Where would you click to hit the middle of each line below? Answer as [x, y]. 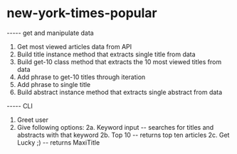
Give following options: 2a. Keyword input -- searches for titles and [115, 127]
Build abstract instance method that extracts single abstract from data [120, 92]
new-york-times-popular [82, 13]
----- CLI [20, 106]
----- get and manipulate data [50, 33]
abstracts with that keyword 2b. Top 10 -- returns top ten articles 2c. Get [123, 135]
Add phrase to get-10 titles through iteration [81, 77]
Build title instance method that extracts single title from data [106, 54]
